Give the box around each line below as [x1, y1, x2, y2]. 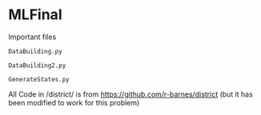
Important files [8, 32, 57, 42]
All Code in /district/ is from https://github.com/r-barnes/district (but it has [8, 89, 254, 99]
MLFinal [8, 6, 62, 24]
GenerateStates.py [8, 75, 70, 83]
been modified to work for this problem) [8, 97, 140, 107]
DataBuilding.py [8, 47, 62, 55]
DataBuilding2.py [8, 61, 66, 69]
